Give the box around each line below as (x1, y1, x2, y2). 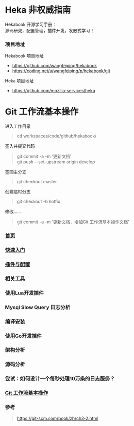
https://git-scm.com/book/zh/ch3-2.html (17, 415, 99, 421)
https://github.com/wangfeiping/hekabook (12, 63, 97, 69)
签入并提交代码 (5, 143, 35, 149)
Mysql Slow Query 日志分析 (5, 304, 70, 310)
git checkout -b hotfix (17, 198, 61, 205)
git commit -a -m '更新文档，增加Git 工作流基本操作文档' (17, 219, 130, 225)
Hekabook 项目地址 (5, 53, 44, 59)
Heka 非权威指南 (5, 4, 71, 16)
